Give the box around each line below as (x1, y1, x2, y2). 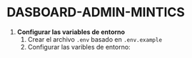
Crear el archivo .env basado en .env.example (27, 35, 162, 43)
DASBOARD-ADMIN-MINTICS (6, 4, 185, 21)
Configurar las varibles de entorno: (27, 42, 131, 51)
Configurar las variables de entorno (16, 28, 126, 36)
